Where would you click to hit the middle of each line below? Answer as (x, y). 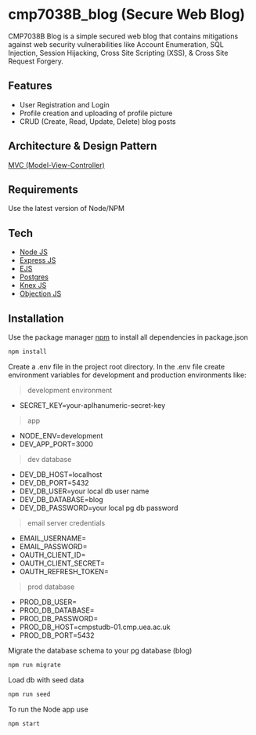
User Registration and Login (64, 104)
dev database (49, 459)
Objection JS (40, 294)
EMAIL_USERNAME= (53, 538)
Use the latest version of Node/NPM (67, 209)
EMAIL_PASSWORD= (53, 546)
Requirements (43, 189)
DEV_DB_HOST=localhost (61, 474)
